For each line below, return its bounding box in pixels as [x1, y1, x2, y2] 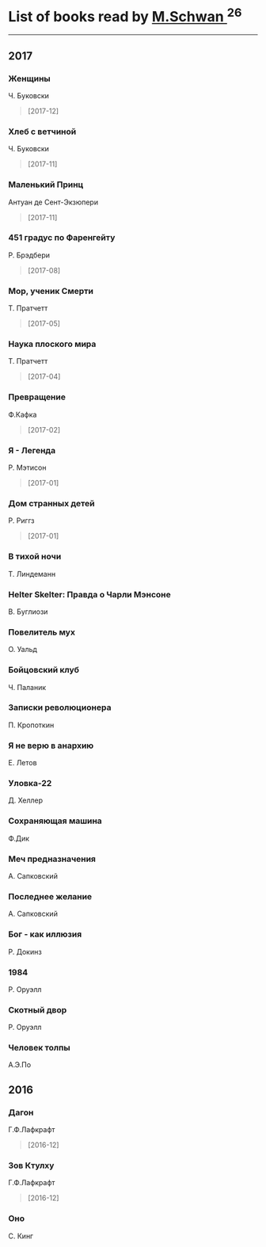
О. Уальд [8, 645, 38, 654]
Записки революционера [8, 702, 112, 713]
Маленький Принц [8, 179, 84, 190]
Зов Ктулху [8, 1160, 55, 1171]
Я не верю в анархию [8, 740, 94, 751]
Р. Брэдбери [8, 250, 50, 260]
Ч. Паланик [8, 682, 47, 692]
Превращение [8, 391, 66, 402]
